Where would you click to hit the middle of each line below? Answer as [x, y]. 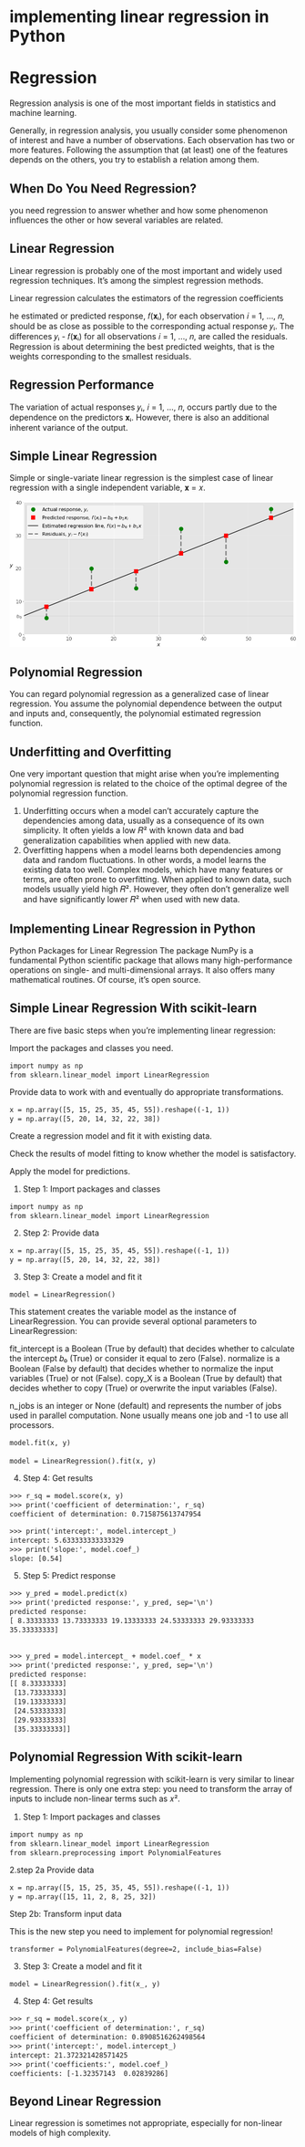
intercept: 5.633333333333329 [67, 1540]
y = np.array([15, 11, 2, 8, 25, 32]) [83, 1897]
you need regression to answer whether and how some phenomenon [139, 210]
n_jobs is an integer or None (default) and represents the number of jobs [146, 1405]
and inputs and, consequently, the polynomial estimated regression [135, 714]
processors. [32, 1424]
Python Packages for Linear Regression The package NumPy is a [132, 950]
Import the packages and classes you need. [91, 1047]
